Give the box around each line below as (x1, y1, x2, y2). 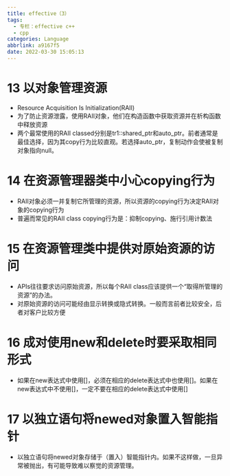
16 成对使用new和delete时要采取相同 (7, 335, 217, 350)
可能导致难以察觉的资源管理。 (53, 461, 138, 469)
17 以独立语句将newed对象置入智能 (7, 411, 206, 427)
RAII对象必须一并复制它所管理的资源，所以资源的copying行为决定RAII (16, 197, 213, 205)
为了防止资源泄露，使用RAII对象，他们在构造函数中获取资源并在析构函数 (16, 112, 221, 120)
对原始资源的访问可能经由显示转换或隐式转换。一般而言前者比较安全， (16, 299, 216, 307)
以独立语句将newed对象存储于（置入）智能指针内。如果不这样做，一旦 (16, 453, 217, 461)
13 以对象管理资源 (7, 81, 108, 96)
